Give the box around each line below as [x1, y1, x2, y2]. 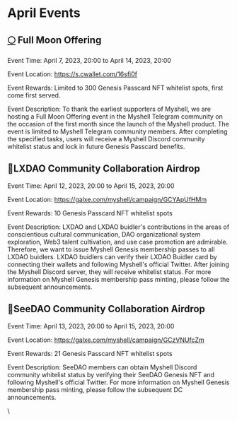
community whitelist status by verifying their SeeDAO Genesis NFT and [7, 370, 214, 379]
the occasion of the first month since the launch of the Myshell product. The [7, 120, 230, 128]
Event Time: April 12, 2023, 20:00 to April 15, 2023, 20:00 [7, 182, 175, 190]
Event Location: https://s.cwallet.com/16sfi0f [7, 70, 138, 78]
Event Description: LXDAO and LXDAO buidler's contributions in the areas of [7, 223, 230, 231]
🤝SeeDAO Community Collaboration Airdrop [7, 303, 205, 315]
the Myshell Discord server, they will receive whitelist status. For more [7, 267, 212, 276]
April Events [7, 5, 81, 21]
